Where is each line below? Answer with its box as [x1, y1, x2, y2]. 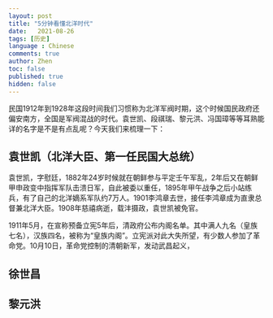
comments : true [8, 50, 60, 58]
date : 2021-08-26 [8, 27, 75, 35]
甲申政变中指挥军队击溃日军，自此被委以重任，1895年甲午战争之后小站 [8, 183, 245, 193]
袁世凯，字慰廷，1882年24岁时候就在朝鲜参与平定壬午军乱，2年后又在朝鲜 [8, 172, 258, 183]
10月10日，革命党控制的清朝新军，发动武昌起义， [29, 241, 195, 250]
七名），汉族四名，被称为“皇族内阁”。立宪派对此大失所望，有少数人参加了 [8, 231, 253, 241]
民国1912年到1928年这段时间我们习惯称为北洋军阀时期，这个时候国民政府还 [8, 103, 260, 113]
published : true [8, 72, 63, 81]
